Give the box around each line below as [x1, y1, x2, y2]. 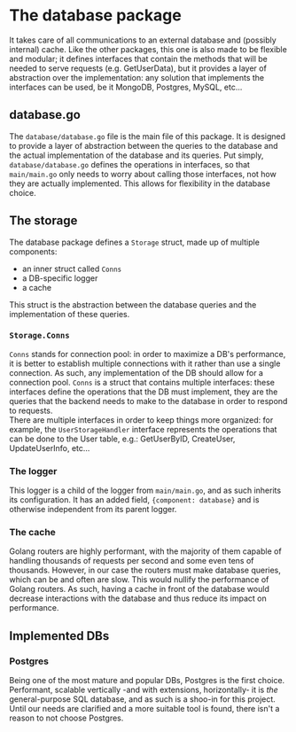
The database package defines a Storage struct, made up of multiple [9, 237, 260, 247]
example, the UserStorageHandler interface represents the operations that [9, 424, 277, 434]
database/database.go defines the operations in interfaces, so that [9, 159, 251, 169]
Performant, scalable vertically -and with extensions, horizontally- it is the [9, 684, 279, 696]
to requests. [9, 405, 53, 416]
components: [9, 245, 58, 257]
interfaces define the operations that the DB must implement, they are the [9, 386, 278, 397]
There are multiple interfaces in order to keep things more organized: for [9, 414, 274, 425]
